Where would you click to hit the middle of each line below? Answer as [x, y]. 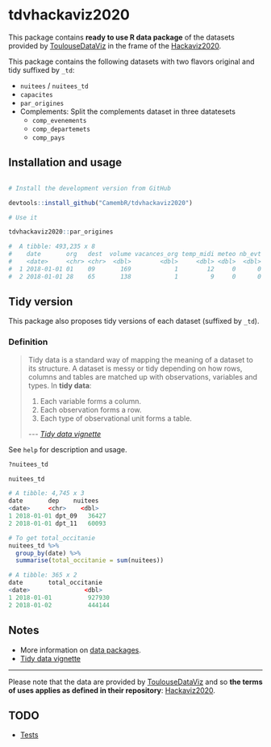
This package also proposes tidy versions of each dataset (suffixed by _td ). [134, 321]
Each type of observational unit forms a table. [116, 418]
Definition [28, 342]
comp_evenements [59, 120]
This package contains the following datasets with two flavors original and [132, 61]
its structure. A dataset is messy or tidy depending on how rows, [135, 368]
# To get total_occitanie [52, 538]
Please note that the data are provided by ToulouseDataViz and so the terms [135, 682]
